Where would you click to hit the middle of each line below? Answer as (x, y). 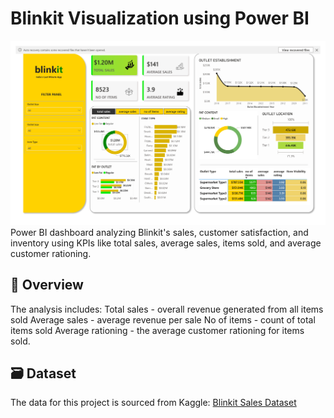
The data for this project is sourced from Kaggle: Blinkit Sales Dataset (153, 403)
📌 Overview (47, 285)
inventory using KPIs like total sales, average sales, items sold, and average (166, 243)
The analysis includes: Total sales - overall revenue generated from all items (167, 309)
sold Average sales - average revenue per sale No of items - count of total (163, 319)
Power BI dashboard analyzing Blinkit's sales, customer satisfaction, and (159, 232)
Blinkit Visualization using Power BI (160, 18)
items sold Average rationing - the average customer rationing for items (157, 330)
